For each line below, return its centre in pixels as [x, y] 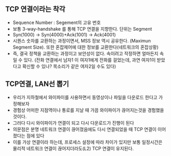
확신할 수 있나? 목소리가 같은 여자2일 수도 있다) [69, 66]
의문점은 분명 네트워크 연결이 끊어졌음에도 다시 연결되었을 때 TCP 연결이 [84, 129]
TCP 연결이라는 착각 [35, 9]
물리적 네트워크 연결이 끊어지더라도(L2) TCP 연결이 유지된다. [73, 148]
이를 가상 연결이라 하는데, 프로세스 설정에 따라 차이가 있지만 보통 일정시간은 [88, 142]
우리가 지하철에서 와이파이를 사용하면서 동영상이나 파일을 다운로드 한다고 [85, 97]
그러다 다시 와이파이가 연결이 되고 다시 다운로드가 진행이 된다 [73, 123]
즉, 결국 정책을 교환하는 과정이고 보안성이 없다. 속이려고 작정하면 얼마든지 [86, 53]
